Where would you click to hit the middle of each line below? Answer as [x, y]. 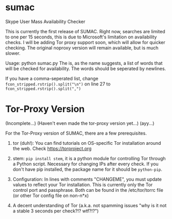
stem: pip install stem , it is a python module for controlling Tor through [89, 158]
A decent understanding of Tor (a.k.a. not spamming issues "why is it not [90, 205]
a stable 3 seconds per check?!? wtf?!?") [56, 211]
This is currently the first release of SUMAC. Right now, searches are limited [85, 31]
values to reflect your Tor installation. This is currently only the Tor [83, 184]
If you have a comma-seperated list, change [52, 78]
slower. [13, 53]
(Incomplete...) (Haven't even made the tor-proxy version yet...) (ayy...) [80, 123]
